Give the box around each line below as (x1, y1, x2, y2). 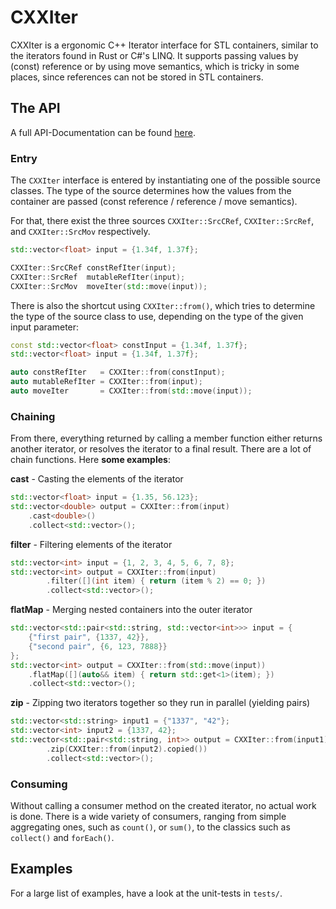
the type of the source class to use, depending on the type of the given (10, 310, 304, 322)
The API (10, 100, 61, 117)
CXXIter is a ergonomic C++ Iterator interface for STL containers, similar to (10, 39, 319, 51)
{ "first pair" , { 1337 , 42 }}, (28, 632, 150, 643)
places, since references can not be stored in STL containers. (10, 71, 264, 83)
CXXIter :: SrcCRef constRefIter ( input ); (10, 262, 177, 273)
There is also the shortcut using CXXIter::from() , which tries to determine (10, 299, 316, 311)
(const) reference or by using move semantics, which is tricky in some (10, 60, 300, 72)
